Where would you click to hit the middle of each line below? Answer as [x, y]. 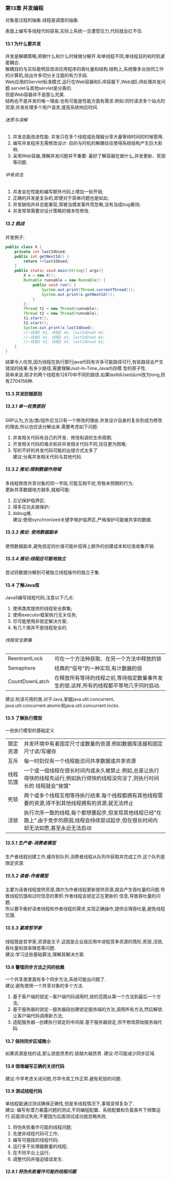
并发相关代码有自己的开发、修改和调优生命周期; [63, 437]
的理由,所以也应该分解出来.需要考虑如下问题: [52, 426]
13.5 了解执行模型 [24, 718]
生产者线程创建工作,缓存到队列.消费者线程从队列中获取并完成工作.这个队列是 [85, 857]
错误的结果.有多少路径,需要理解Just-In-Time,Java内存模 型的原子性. [76, 368]
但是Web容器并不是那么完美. [35, 94]
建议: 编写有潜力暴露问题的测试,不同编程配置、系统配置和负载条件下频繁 [81, 1109]
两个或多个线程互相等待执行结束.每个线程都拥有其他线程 [91, 796]
